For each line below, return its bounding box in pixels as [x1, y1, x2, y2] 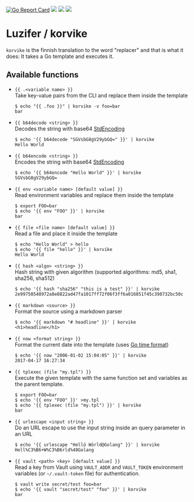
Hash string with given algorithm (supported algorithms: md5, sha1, [14, 268, 178, 275]
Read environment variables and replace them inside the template [14, 191, 174, 198]
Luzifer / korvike [6, 27, 88, 41]
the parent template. [14, 380, 64, 387]
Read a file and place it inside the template [14, 230, 118, 237]
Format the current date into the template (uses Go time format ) [14, 341, 169, 348]
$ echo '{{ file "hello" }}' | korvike [14, 246, 113, 252]
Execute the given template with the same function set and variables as [14, 374, 188, 381]
